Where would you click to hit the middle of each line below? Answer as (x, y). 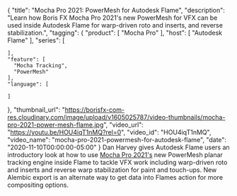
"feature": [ (27, 59)
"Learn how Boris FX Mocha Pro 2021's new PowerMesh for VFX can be (112, 18)
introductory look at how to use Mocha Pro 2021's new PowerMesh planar (115, 155)
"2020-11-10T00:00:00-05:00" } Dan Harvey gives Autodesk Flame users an (118, 147)
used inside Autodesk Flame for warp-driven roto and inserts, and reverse (115, 25)
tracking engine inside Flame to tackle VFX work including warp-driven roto (117, 162)
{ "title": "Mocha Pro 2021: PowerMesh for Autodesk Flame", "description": (116, 10)
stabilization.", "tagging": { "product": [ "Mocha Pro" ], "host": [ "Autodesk (115, 33)
